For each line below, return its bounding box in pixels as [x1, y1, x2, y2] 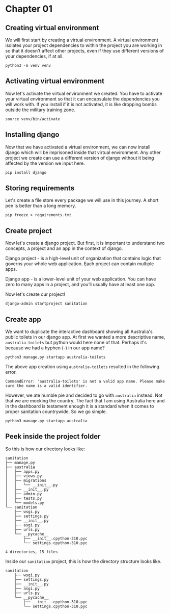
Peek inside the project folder [5, 432, 101, 441]
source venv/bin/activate [5, 116, 60, 121]
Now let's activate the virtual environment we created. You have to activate [5, 90, 163, 96]
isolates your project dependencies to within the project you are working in [5, 42, 162, 48]
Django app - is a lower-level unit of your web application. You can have [5, 276, 156, 282]
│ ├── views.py [5, 473, 42, 478]
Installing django [5, 131, 60, 139]
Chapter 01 [5, 3, 52, 15]
